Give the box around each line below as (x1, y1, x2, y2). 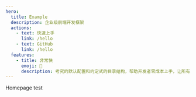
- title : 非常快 (16, 57, 53, 63)
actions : (11, 25, 32, 31)
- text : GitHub (16, 41, 53, 47)
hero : (5, 8, 19, 15)
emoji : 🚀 (20, 63, 43, 69)
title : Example (11, 14, 48, 20)
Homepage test (5, 84, 43, 91)
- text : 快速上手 (16, 30, 55, 36)
